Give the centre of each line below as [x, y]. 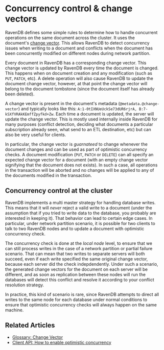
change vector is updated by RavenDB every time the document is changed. [82, 68]
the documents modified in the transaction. [48, 175]
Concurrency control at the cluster [59, 191]
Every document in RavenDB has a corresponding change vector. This [76, 63]
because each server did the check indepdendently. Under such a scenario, [82, 264]
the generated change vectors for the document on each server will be [76, 269]
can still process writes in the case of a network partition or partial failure [79, 248]
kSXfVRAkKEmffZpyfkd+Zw [29, 114]
